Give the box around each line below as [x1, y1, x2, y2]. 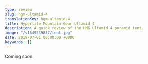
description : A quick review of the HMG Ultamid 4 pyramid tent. [5, 26, 144, 31]
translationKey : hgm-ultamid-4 [5, 16, 70, 21]
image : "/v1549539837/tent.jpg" [5, 30, 72, 35]
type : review [5, 7, 32, 12]
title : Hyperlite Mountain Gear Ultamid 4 [5, 21, 95, 26]
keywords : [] [5, 40, 32, 45]
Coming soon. [5, 53, 34, 59]
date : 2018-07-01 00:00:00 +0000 [5, 35, 75, 40]
